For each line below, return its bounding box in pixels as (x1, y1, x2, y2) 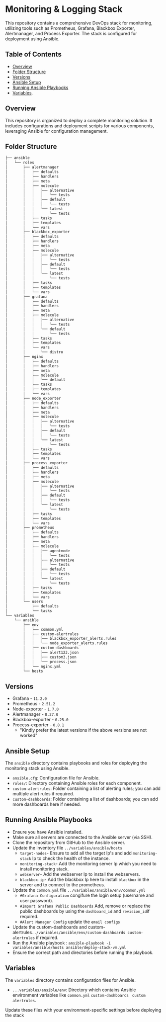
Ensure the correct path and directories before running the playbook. (12, 949, 154, 955)
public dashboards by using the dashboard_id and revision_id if (19, 908, 150, 914)
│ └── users (5, 599, 43, 604)
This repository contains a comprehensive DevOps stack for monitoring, (5, 20, 153, 26)
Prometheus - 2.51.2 (12, 701, 56, 707)
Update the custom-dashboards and (12, 924, 87, 930)
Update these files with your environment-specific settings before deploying (5, 1007, 162, 1013)
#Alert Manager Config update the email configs (19, 919, 120, 925)
